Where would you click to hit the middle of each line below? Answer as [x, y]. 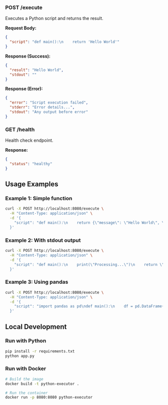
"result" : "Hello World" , [37, 70]
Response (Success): [28, 56]
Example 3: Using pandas [37, 282]
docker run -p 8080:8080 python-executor [49, 397]
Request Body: [21, 28]
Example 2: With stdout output [43, 240]
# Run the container [27, 393]
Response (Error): [24, 89]
